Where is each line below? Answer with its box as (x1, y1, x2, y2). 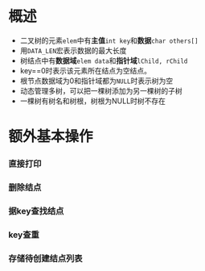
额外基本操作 (8, 127, 94, 146)
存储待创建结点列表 (8, 252, 83, 264)
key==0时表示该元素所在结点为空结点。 (19, 65, 151, 75)
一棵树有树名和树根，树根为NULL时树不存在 (19, 96, 166, 106)
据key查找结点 (8, 205, 64, 216)
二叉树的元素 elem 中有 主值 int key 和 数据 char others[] (19, 35, 199, 45)
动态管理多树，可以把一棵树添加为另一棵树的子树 (19, 85, 182, 95)
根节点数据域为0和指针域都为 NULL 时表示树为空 (19, 76, 174, 85)
